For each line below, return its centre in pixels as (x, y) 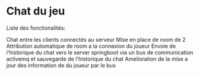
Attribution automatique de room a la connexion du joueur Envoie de (91, 46)
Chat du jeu (36, 11)
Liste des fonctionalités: (36, 28)
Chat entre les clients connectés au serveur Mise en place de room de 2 (96, 39)
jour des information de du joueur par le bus (61, 65)
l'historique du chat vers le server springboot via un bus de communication (100, 52)
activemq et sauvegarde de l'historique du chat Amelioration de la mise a (97, 59)
